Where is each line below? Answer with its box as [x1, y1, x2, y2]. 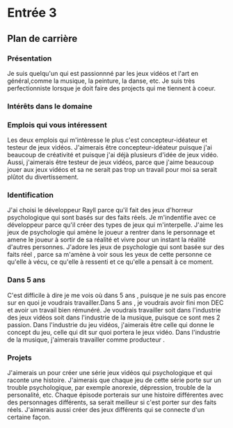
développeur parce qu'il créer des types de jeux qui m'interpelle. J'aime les [7, 221, 224, 229]
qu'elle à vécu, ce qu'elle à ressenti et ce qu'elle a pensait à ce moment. [7, 257, 214, 266]
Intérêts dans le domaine [7, 101, 93, 111]
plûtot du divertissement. [7, 173, 79, 182]
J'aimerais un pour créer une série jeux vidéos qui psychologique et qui [7, 368, 213, 377]
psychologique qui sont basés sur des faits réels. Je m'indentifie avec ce [7, 214, 216, 222]
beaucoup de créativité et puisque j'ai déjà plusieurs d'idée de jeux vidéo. [7, 151, 219, 159]
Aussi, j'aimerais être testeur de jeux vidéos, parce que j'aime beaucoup [7, 158, 214, 166]
